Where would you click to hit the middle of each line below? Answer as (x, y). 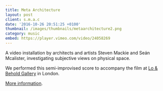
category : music (22, 34)
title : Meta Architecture (33, 10)
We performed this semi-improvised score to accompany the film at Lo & (81, 68)
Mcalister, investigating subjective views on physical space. (68, 58)
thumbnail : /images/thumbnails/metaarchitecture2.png (64, 29)
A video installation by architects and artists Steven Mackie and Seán (78, 53)
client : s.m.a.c (22, 19)
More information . (24, 83)
